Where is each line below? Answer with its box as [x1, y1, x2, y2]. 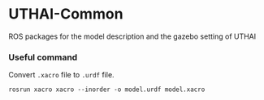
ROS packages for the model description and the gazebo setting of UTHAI [8, 31, 257, 41]
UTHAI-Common [8, 5, 123, 23]
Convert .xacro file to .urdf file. [8, 70, 115, 80]
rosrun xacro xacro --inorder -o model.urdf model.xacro [8, 85, 206, 94]
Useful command [8, 52, 78, 63]
